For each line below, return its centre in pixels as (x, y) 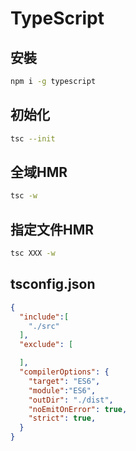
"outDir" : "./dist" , (71, 400)
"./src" (44, 326)
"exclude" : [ (46, 345)
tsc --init (33, 138)
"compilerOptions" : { (64, 372)
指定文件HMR (52, 229)
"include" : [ (44, 317)
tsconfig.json (53, 284)
